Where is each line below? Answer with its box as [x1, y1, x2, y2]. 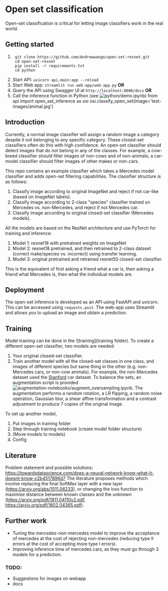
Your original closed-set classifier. [12, 353, 83, 359]
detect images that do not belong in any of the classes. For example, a [5, 147, 150, 153]
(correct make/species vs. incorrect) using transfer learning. [12, 250, 137, 256]
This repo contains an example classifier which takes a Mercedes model [5, 168, 154, 174]
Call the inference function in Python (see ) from [12, 92, 158, 99]
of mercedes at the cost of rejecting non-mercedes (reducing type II [12, 535, 154, 541]
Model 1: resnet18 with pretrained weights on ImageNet [12, 240, 126, 246]
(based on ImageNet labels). [12, 193, 71, 200]
